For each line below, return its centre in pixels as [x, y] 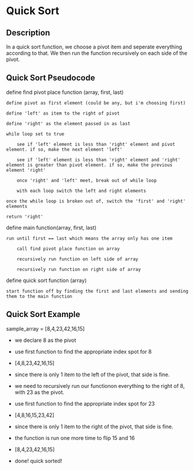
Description [28, 33]
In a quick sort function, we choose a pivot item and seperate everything [94, 47]
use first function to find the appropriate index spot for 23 [85, 403]
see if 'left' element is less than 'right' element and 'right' [99, 160]
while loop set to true [35, 134]
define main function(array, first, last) [51, 227]
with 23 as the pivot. [40, 392]
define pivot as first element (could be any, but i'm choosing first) [96, 103]
